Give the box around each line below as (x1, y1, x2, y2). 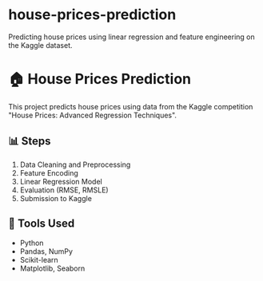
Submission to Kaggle (19, 193, 92, 203)
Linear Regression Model (19, 176, 102, 186)
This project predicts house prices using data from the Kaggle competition (8, 101, 253, 111)
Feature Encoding (19, 168, 78, 177)
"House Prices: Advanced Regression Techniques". (8, 110, 177, 120)
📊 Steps (8, 134, 51, 148)
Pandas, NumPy (19, 246, 74, 256)
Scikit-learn (19, 255, 58, 264)
